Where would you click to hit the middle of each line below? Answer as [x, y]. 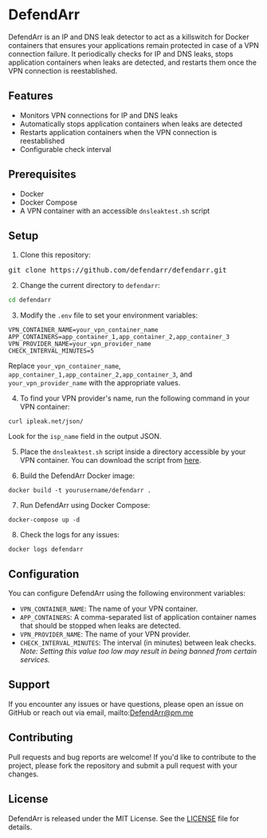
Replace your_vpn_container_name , [65, 366]
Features [31, 96]
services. [35, 660]
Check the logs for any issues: [69, 535]
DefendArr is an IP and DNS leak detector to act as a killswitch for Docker [129, 37]
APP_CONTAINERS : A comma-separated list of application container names [138, 617]
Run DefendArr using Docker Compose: [85, 505]
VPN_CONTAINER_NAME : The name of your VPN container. [109, 609]
